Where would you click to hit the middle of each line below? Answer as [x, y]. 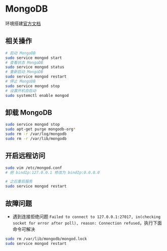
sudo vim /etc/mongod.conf [34, 168]
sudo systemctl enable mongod [37, 95]
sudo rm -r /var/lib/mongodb [36, 138]
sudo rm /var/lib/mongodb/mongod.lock [46, 239]
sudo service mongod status [35, 67]
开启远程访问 [25, 156]
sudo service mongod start [34, 58]
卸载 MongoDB [29, 112]
